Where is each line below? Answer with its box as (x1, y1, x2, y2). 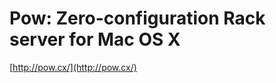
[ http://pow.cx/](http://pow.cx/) (9, 61, 137, 73)
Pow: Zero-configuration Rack (9, 7, 266, 30)
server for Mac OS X (9, 28, 181, 51)
